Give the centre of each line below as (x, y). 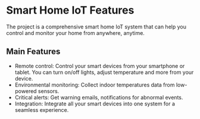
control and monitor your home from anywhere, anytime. (75, 33)
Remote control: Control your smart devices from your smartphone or (100, 66)
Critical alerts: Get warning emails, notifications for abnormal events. (99, 97)
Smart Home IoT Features (70, 10)
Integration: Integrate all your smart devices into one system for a (95, 104)
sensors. (49, 91)
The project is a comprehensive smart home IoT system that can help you (96, 27)
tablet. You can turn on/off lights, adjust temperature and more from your (104, 72)
